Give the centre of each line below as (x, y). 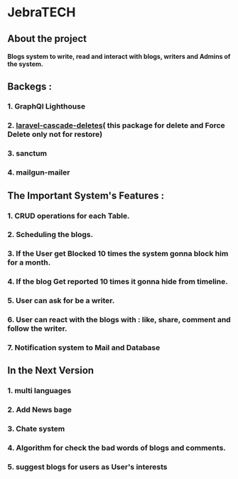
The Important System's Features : (86, 196)
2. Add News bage (40, 410)
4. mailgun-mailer (39, 172)
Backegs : (29, 86)
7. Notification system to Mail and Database (84, 348)
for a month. (29, 263)
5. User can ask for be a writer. (61, 301)
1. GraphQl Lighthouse (47, 106)
